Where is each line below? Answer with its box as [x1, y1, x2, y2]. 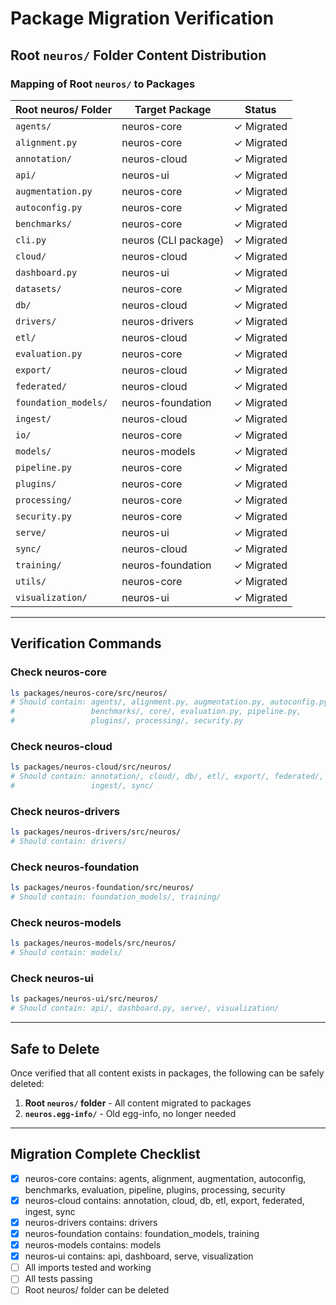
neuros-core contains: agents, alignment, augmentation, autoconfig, [24, 1172, 307, 1184]
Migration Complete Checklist [10, 1146, 201, 1163]
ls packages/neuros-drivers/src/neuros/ [10, 827, 182, 837]
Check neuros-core [10, 665, 107, 679]
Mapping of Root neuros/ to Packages [10, 77, 196, 91]
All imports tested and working [24, 1262, 152, 1274]
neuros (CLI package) [121, 233, 225, 247]
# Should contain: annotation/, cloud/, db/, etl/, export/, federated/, [10, 772, 325, 782]
